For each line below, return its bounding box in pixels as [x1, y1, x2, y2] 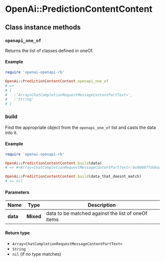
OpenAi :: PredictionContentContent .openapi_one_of [5, 79, 109, 84]
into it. [5, 129, 18, 136]
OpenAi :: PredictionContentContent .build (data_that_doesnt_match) [5, 174, 141, 179]
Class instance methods [5, 23, 81, 31]
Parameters [5, 189, 29, 195]
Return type [5, 230, 30, 235]
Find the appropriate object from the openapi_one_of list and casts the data [5, 124, 156, 130]
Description [87, 202, 116, 208]
